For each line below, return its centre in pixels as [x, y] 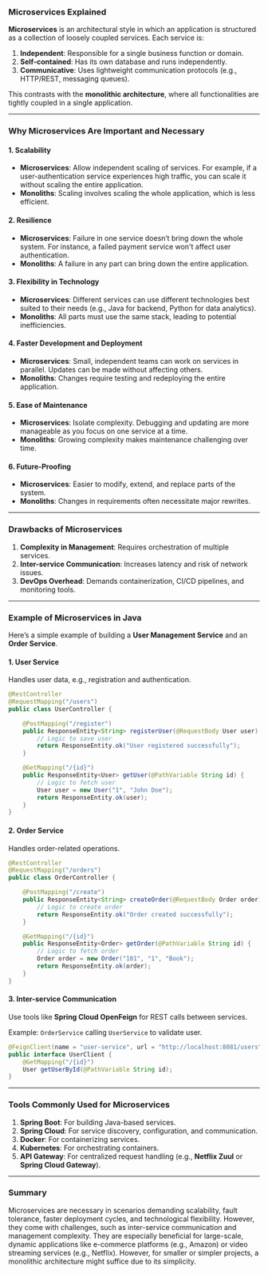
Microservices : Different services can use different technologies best [134, 299]
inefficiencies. [43, 325]
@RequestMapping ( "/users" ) [53, 702]
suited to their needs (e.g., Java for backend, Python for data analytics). [138, 308]
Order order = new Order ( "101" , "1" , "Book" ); [116, 959]
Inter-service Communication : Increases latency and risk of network [134, 564]
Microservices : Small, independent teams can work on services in [129, 361]
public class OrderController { [62, 878]
